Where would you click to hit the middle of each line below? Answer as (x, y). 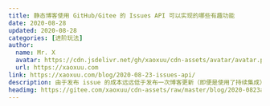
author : (21, 45)
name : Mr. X (36, 53)
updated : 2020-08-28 (43, 30)
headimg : (23, 90)
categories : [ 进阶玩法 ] (45, 38)
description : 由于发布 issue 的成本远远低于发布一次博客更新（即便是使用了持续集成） (135, 82)
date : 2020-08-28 (37, 23)
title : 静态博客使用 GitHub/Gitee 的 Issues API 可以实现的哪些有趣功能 (122, 16)
